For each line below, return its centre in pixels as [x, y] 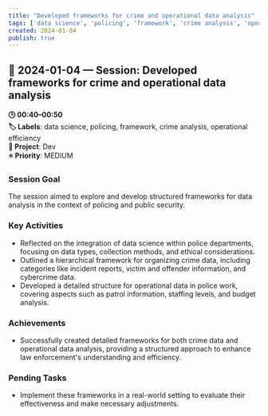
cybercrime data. [48, 277]
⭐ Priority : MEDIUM [41, 155]
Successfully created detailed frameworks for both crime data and [129, 340]
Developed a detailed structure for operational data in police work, [129, 285]
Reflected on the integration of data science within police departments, [136, 243]
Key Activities [36, 226]
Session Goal [34, 179]
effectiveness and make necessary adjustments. [99, 404]
